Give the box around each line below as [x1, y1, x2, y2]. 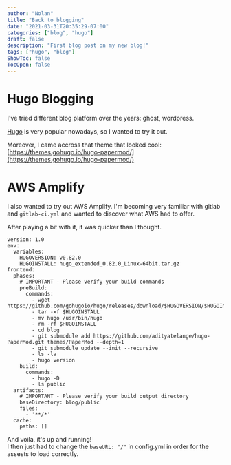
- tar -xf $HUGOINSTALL [32, 308, 100, 316]
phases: [13, 272, 36, 279]
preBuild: [19, 284, 48, 291]
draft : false [7, 36, 45, 43]
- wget [32, 296, 51, 303]
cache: [13, 417, 32, 424]
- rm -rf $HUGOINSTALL [32, 320, 97, 327]
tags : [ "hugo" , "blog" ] [7, 49, 76, 56]
